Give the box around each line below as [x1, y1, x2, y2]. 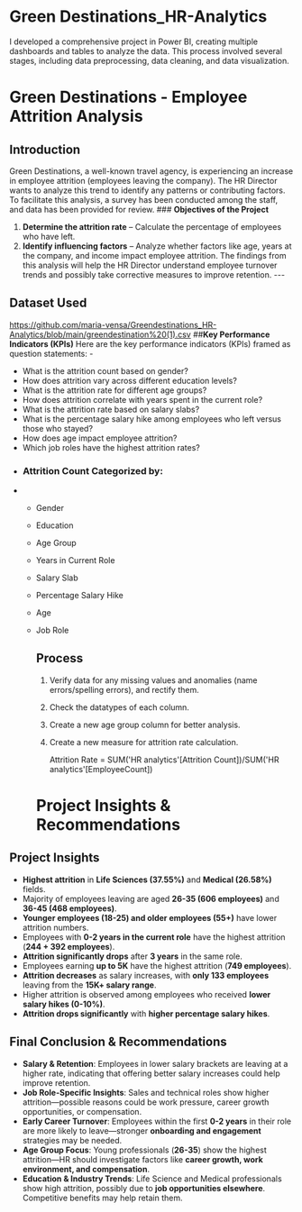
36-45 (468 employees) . [22, 903, 117, 914]
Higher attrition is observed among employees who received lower [22, 989, 271, 999]
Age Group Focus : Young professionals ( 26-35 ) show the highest [22, 1144, 268, 1155]
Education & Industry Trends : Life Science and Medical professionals [22, 1173, 282, 1184]
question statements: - [9, 348, 94, 359]
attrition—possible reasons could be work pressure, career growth [22, 1097, 270, 1107]
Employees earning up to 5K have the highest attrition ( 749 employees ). [22, 960, 292, 971]
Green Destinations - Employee [9, 87, 248, 107]
